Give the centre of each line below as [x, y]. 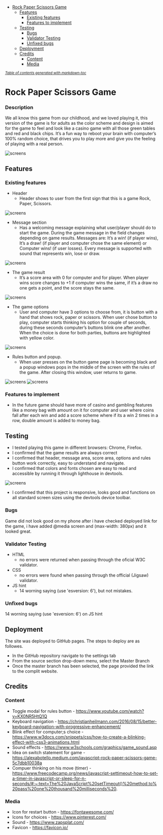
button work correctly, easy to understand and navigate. [68, 463]
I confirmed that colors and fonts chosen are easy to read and [74, 468]
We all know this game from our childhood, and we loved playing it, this [76, 118]
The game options [30, 307]
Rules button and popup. [37, 357]
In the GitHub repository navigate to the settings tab [64, 656]
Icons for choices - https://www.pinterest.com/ [59, 817]
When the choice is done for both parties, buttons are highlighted [85, 333]
